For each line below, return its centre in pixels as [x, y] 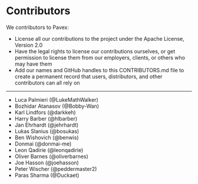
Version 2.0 [29, 45]
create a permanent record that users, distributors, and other [89, 76]
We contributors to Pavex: [38, 27]
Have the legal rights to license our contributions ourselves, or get [95, 51]
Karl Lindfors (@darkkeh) [45, 112]
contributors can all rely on [47, 83]
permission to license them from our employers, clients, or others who [100, 57]
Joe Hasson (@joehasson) [47, 162]
